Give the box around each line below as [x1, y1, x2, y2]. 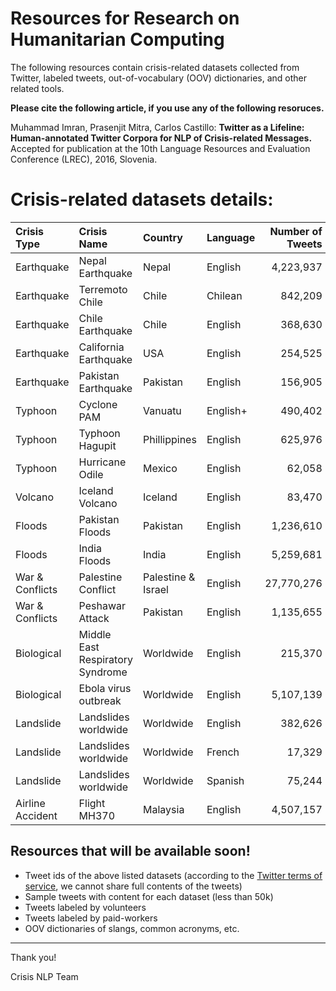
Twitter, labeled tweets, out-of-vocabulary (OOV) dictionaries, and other [10, 72, 308, 84]
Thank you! [10, 951, 57, 963]
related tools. [10, 82, 65, 94]
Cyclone [78, 397, 118, 411]
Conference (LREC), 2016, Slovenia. [10, 153, 158, 165]
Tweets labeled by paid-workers [24, 912, 158, 924]
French [206, 745, 240, 759]
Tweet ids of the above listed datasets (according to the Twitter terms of [24, 869, 323, 881]
